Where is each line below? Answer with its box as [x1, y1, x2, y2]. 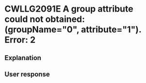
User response [4, 70, 50, 78]
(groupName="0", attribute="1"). [4, 24, 142, 35]
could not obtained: [4, 14, 85, 25]
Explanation [4, 53, 42, 62]
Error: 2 [4, 34, 36, 46]
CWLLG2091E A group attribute [4, 3, 134, 15]
